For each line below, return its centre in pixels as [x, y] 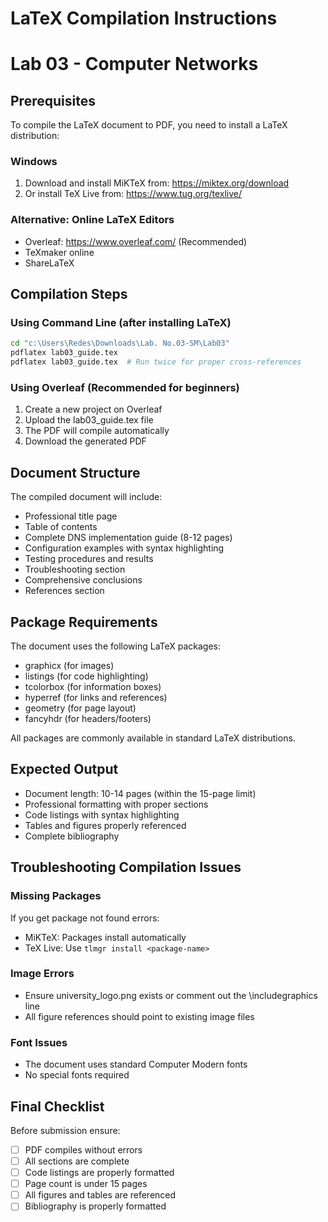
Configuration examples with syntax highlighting [124, 548]
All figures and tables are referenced [100, 1195]
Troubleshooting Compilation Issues [126, 867]
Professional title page [71, 516]
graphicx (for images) [69, 666]
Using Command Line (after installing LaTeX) [121, 323]
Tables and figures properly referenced [105, 825]
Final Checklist [57, 1106]
